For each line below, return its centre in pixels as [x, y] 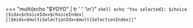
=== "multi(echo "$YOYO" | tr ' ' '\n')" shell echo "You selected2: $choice [96, 9]
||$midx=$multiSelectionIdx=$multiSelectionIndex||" [71, 20]
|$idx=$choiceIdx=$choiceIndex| [45, 15]
